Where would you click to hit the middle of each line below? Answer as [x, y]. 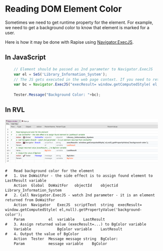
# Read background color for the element [50, 171]
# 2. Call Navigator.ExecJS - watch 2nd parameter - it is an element [80, 195]
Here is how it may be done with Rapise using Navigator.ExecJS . [69, 42]
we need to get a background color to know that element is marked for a [77, 27]
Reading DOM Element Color [64, 9]
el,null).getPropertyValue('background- [100, 210]
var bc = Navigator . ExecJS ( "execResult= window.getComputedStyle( [82, 84]
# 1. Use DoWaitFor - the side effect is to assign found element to [79, 176]
